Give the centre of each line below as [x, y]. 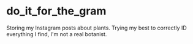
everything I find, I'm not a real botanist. [57, 34]
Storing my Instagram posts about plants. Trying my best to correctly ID [96, 28]
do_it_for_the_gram [56, 11]
